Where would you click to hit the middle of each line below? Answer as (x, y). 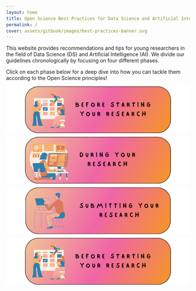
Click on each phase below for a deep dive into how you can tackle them (93, 72)
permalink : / (22, 25)
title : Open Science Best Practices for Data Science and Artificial (92, 18)
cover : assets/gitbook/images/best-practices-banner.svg (77, 31)
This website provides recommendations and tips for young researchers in (95, 48)
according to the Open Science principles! (57, 78)
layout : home (22, 12)
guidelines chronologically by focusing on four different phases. (83, 61)
